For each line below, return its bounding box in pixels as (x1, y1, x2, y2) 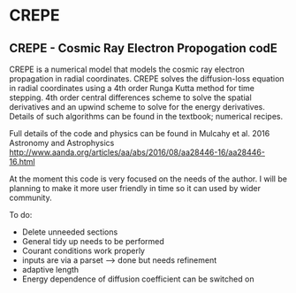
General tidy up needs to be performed (21, 236, 165, 246)
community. (9, 192, 52, 203)
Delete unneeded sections (21, 227, 118, 237)
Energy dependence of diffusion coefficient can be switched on (21, 274, 254, 284)
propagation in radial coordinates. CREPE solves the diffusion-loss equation (9, 73, 285, 84)
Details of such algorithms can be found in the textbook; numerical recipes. (9, 112, 284, 121)
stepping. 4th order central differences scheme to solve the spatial (9, 92, 252, 103)
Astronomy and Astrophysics (9, 138, 115, 148)
